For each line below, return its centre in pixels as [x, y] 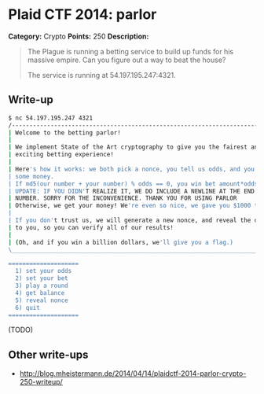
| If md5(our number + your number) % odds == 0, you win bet [112, 184]
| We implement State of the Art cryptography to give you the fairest [128, 147]
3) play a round [42, 285]
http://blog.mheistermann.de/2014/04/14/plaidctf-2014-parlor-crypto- [133, 374]
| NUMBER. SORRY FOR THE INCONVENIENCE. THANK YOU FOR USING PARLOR [123, 198]
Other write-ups [48, 354]
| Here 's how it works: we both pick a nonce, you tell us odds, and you [132, 169]
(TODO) [21, 330]
